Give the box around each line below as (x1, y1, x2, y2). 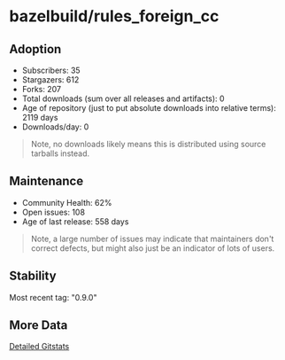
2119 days (21, 113, 58, 122)
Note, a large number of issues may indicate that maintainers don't (30, 233, 274, 244)
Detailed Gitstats (9, 341, 70, 352)
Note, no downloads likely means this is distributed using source (30, 139, 266, 149)
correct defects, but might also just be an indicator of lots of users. (30, 242, 275, 254)
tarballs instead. (30, 148, 90, 159)
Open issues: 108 (21, 207, 86, 217)
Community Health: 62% (21, 197, 112, 207)
